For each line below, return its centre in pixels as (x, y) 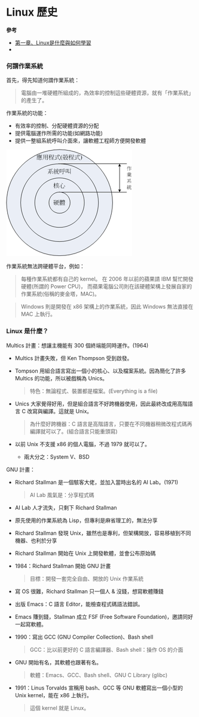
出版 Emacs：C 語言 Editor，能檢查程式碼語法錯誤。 (79, 604)
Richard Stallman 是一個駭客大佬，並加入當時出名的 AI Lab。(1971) (97, 482)
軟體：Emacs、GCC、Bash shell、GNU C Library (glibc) (99, 675)
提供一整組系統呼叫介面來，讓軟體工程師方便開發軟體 (80, 141)
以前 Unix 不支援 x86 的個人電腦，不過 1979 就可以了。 (82, 444)
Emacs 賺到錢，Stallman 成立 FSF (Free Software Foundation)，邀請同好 (104, 617)
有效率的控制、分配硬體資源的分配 (57, 126)
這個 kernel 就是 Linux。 (59, 708)
